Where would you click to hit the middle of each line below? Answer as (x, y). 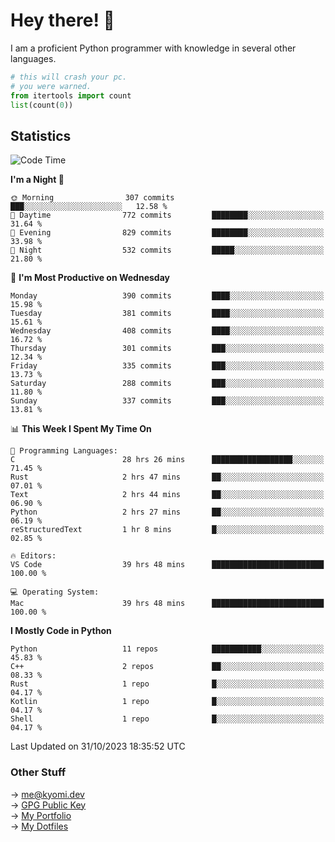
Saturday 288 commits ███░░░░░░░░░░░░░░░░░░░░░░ (167, 384)
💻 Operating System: (55, 592)
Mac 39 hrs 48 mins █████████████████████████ (167, 604)
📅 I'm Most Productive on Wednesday (90, 278)
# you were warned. (51, 86)
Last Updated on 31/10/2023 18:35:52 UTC (98, 746)
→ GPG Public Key (48, 805)
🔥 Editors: (33, 556)
